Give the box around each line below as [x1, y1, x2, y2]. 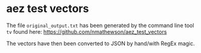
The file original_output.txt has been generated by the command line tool [6, 22, 194, 29]
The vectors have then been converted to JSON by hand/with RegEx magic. [6, 40, 195, 47]
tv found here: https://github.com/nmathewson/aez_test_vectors [6, 28, 167, 35]
